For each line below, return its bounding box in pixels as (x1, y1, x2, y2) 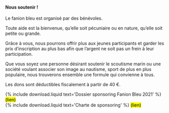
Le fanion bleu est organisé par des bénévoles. (5, 15, 103, 21)
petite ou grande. (5, 30, 41, 36)
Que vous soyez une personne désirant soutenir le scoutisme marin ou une (5, 61, 161, 67)
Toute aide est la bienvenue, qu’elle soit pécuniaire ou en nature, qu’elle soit (5, 25, 163, 31)
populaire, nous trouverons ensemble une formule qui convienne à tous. (5, 71, 155, 78)
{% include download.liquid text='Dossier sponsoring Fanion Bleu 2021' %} (5, 91, 161, 97)
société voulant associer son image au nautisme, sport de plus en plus (5, 66, 152, 72)
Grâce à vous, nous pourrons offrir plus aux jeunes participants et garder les (5, 41, 164, 47)
